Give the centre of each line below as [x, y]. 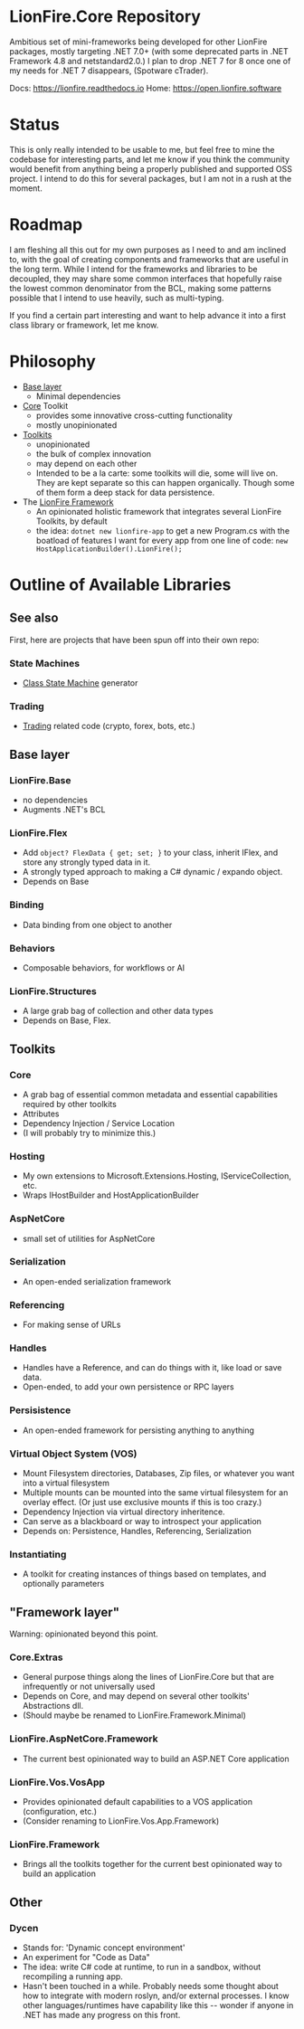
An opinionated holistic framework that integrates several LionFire [159, 511]
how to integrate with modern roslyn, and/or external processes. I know [156, 1996]
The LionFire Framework [68, 502]
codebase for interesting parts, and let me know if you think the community [150, 159]
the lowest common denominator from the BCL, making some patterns [140, 288]
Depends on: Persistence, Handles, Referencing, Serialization [137, 1531]
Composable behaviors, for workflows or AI [104, 967]
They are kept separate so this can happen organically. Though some [165, 482]
